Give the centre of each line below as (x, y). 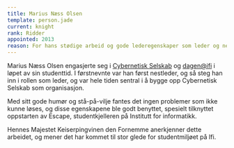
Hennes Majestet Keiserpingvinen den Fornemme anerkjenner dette (104, 130)
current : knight (31, 26)
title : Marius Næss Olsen (45, 14)
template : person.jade (40, 20)
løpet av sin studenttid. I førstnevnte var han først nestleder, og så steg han (115, 73)
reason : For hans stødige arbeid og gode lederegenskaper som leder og (113, 46)
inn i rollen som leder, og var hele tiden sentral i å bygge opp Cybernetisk (112, 80)
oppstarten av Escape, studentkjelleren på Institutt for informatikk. (102, 116)
